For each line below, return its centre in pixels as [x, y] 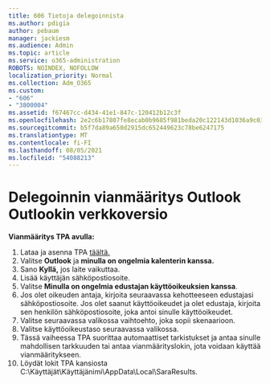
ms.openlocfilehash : [43, 121]
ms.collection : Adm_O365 [50, 83]
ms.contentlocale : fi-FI [50, 143]
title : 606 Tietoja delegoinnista [66, 16]
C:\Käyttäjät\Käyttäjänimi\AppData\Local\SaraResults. [109, 372]
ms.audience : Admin [41, 46]
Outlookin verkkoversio [88, 214]
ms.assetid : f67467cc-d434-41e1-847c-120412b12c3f [95, 113]
